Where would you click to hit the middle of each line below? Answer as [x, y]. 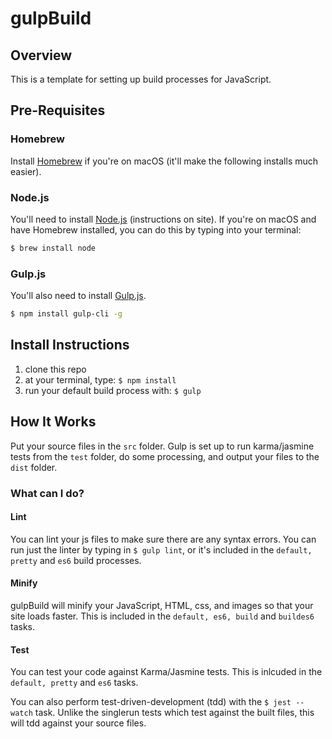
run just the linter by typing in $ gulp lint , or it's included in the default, [161, 549]
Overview [41, 55]
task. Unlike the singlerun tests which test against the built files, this [174, 713]
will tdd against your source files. [78, 723]
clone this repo [55, 369]
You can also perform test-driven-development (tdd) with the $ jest [151, 702]
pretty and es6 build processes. [76, 560]
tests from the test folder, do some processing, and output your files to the [165, 456]
